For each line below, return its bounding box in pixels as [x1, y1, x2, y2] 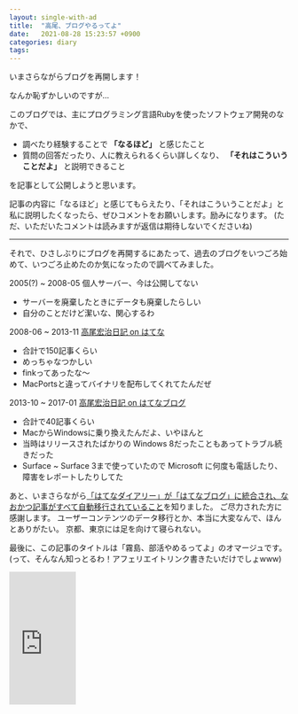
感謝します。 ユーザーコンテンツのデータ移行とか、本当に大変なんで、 [9, 513, 266, 524]
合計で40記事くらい [21, 416, 95, 427]
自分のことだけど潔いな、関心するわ [21, 307, 155, 319]
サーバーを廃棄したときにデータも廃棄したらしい [21, 297, 201, 307]
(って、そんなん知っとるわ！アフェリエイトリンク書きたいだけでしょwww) [9, 554, 282, 564]
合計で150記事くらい [21, 345, 98, 356]
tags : [9, 46, 29, 55]
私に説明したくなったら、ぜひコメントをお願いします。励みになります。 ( [9, 210, 278, 221]
